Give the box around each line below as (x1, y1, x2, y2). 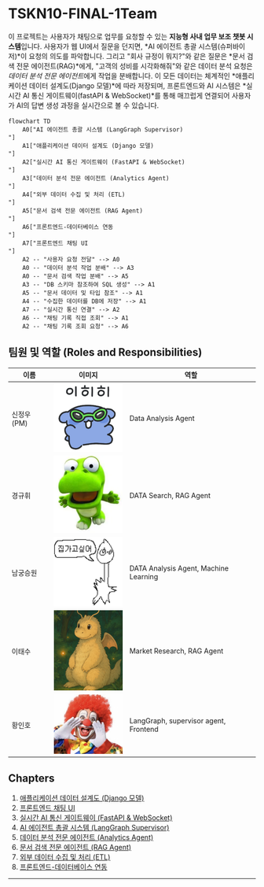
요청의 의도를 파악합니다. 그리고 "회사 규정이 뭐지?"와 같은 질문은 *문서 (28, 51, 246, 61)
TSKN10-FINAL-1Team (8, 5, 158, 23)
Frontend (129, 724, 159, 734)
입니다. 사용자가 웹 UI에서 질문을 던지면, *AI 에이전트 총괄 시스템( (20, 41, 220, 51)
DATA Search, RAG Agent (129, 490, 211, 500)
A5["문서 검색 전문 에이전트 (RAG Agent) (22, 206, 144, 215)
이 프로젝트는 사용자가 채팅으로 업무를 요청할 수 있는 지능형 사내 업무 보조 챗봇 (8, 31, 246, 41)
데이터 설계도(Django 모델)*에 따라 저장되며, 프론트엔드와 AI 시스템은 (28, 80, 241, 91)
